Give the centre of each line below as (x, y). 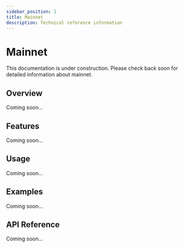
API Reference (33, 225)
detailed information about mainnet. (50, 75)
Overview (24, 93)
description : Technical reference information (64, 22)
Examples (24, 192)
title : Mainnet (25, 17)
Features (23, 126)
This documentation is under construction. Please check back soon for (92, 68)
